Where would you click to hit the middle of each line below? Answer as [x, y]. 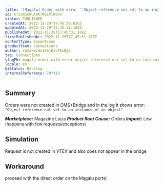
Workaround [25, 166]
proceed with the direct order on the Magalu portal [56, 178]
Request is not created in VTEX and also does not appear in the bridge [76, 151]
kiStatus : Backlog [24, 69]
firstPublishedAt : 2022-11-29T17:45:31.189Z [51, 37]
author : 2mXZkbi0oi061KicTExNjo [38, 50]
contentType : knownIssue [30, 42]
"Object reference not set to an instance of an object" [64, 110]
